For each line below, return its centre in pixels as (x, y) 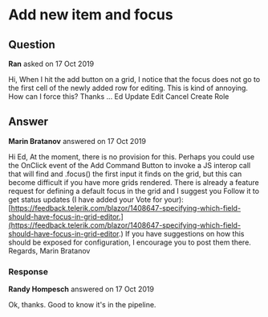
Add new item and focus (91, 15)
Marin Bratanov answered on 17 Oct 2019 (77, 141)
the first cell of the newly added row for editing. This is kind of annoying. (128, 88)
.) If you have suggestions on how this (182, 233)
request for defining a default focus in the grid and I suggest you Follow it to (134, 191)
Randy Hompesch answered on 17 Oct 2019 (81, 289)
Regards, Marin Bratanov (49, 250)
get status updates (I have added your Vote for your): (96, 200)
